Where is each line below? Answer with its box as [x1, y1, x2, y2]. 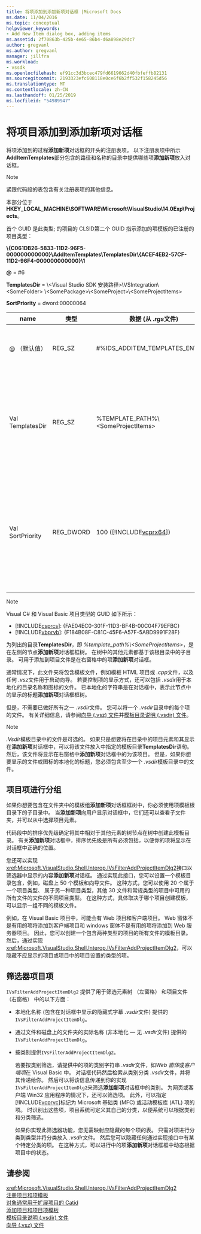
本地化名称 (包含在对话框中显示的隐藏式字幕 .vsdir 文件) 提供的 [14, 1008, 169, 1016]
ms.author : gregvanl [6, 48, 58, 54]
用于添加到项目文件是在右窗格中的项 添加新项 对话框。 [23, 656, 154, 663]
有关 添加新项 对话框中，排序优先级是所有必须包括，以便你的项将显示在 [17, 837, 191, 844]
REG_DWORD [52, 528, 91, 536]
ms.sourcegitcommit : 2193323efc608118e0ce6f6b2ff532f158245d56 [6, 75, 167, 81]
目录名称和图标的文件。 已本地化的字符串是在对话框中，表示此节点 [22, 683, 186, 691]
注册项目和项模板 [6, 1192, 48, 1199]
